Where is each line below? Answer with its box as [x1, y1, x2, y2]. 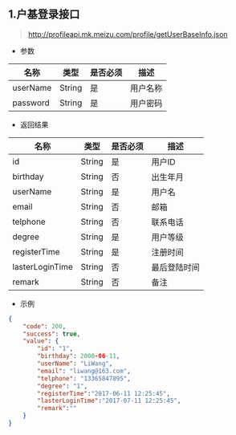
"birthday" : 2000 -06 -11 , [37, 352, 120, 360]
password [12, 97, 50, 108]
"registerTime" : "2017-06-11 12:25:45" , [37, 389, 171, 397]
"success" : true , [22, 330, 81, 338]
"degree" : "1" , [37, 382, 88, 390]
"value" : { [22, 337, 59, 345]
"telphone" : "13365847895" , [37, 374, 131, 383]
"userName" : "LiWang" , [37, 360, 113, 368]
